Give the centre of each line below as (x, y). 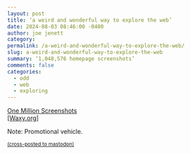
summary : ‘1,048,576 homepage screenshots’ (71, 59)
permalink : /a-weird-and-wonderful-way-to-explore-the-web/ (96, 46)
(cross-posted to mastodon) (41, 144)
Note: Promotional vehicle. (45, 132)
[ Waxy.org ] (23, 118)
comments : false (31, 65)
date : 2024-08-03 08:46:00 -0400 (56, 26)
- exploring (31, 91)
